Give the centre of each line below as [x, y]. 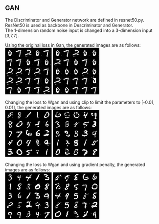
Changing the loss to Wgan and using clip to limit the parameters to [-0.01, [80, 102]
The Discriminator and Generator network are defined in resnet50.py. [75, 20]
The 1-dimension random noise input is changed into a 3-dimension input [79, 30]
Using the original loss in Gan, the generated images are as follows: [73, 45]
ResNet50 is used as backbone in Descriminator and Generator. [69, 25]
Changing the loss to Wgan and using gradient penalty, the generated [75, 165]
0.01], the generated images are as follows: [48, 107]
